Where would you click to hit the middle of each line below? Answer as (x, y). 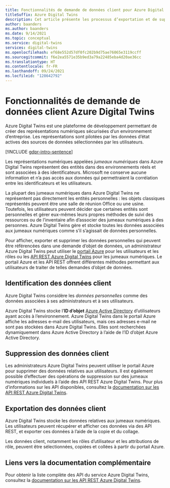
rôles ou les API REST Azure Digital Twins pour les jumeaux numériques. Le (84, 256)
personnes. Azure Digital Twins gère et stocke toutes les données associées (85, 225)
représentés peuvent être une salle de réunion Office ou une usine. (75, 204)
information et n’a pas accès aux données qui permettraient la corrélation (82, 177)
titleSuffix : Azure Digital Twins (42, 15)
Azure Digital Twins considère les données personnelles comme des (76, 295)
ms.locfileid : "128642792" (34, 76)
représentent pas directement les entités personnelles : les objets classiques (85, 198)
